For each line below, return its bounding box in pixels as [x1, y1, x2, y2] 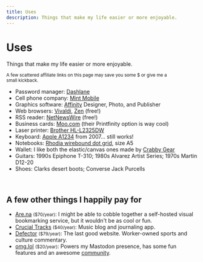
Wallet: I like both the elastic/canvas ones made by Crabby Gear [15, 146, 175, 153]
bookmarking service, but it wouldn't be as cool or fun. [15, 217, 153, 224]
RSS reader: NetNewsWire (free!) [15, 114, 98, 121]
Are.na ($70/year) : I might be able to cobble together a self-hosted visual [15, 211, 194, 218]
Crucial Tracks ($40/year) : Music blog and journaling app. [15, 223, 156, 231]
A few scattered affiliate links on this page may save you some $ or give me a [6, 72, 167, 79]
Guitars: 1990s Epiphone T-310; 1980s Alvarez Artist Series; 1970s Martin [15, 152, 198, 160]
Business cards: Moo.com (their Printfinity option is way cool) [15, 120, 169, 128]
